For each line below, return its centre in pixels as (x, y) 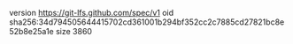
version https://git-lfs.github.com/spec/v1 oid (92, 13)
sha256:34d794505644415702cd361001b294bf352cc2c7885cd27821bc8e (147, 22)
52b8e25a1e (32, 31)
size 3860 (74, 31)
